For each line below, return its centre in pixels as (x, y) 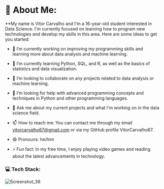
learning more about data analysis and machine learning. (70, 54)
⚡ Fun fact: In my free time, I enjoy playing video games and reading (81, 149)
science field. (26, 113)
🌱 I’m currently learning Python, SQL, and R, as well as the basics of (81, 63)
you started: (17, 39)
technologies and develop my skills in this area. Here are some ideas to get (81, 34)
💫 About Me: (31, 10)
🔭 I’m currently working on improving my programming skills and (78, 49)
